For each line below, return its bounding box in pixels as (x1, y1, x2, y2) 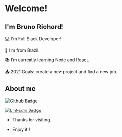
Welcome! (5, 3, 48, 14)
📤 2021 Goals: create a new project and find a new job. (5, 69, 118, 74)
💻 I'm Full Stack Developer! (5, 36, 61, 42)
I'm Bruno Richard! (5, 23, 64, 31)
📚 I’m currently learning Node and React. (5, 57, 90, 63)
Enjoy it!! (12, 126, 30, 132)
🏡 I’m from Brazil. (5, 47, 40, 53)
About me (5, 84, 36, 93)
